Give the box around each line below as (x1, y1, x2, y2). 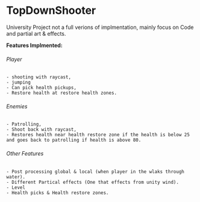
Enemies (6, 103, 28, 110)
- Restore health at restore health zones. (6, 90, 117, 96)
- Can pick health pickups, (6, 85, 77, 91)
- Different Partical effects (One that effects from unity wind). (6, 179, 180, 185)
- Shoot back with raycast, (6, 127, 77, 133)
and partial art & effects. (6, 30, 66, 37)
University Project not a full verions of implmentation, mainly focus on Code (6, 24, 194, 31)
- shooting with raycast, (6, 74, 71, 80)
